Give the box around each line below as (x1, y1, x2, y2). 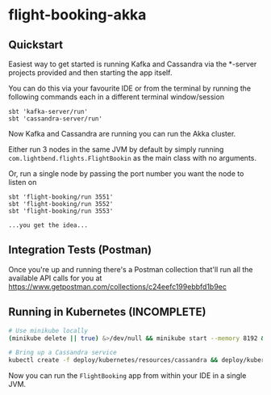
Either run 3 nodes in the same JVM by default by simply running (8, 145, 224, 154)
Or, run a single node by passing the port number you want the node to (8, 169, 244, 179)
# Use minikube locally (8, 326, 89, 334)
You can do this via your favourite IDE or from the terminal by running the (8, 83, 252, 93)
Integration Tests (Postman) (8, 243, 152, 257)
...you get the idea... (8, 221, 89, 229)
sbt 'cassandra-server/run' (8, 115, 103, 123)
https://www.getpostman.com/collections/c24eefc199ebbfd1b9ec (8, 281, 227, 292)
